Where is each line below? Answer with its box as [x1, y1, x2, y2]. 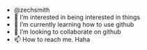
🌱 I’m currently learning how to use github [13, 21, 134, 28]
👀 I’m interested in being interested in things [13, 13, 141, 21]
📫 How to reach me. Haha [13, 36, 91, 43]
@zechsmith [13, 6, 50, 14]
